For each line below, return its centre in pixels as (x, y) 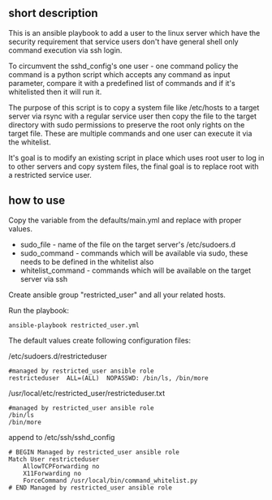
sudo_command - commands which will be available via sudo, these (134, 253)
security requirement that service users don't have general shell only (123, 41)
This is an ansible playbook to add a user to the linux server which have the (134, 32)
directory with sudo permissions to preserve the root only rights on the (127, 124)
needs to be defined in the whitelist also (87, 261)
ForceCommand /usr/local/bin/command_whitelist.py (110, 481)
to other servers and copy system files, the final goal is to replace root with (134, 166)
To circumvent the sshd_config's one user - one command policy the (123, 66)
